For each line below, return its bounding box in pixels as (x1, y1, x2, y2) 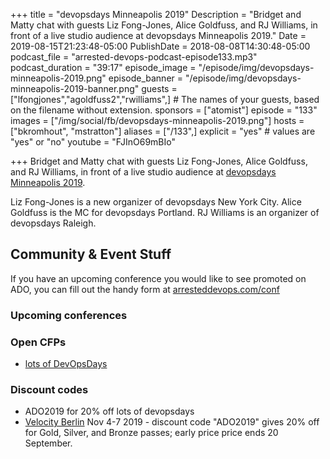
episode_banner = (108, 72, 184, 84)
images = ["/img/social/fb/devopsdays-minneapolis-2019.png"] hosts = (10, 115, 305, 126)
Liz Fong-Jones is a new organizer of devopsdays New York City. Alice (10, 196, 302, 208)
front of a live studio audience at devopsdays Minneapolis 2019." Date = (10, 30, 307, 41)
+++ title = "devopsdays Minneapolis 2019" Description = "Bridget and (10, 9, 302, 20)
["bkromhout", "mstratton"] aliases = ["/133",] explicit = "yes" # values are (10, 125, 316, 137)
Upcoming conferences (10, 308, 128, 322)
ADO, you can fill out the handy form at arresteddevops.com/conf (10, 283, 280, 295)
